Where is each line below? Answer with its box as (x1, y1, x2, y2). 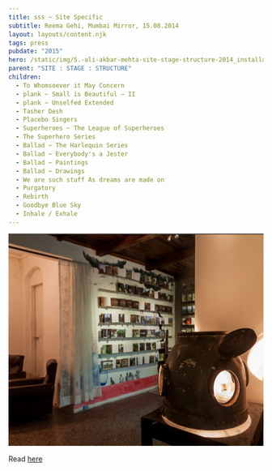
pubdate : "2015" (8, 47, 63, 56)
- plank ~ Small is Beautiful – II (15, 90, 136, 98)
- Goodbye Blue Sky (15, 201, 82, 210)
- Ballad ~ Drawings (15, 167, 85, 175)
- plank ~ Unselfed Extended (15, 98, 114, 107)
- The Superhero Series (15, 133, 96, 141)
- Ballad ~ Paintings (15, 158, 89, 166)
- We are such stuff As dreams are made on (15, 175, 164, 184)
